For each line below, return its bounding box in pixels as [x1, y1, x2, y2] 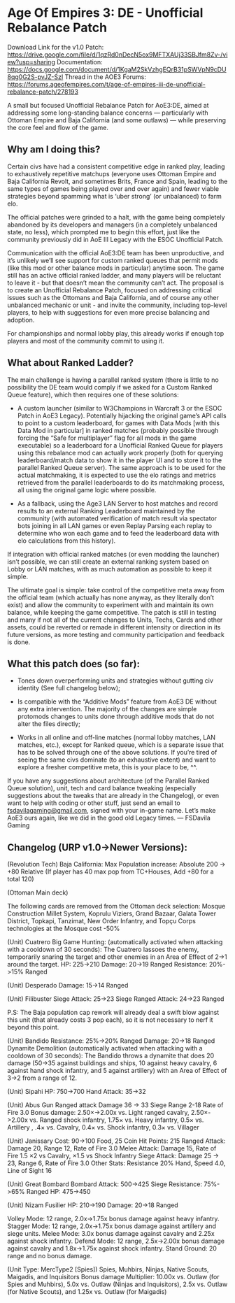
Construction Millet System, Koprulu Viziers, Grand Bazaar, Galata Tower [7, 909, 217, 918]
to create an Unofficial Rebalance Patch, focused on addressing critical [7, 285, 212, 294]
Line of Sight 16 [7, 1167, 52, 1175]
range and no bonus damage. [7, 1252, 92, 1260]
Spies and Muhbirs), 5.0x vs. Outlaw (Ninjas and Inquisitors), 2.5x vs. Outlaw [7, 1280, 228, 1288]
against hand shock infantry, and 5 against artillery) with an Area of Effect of [7, 1067, 227, 1075]
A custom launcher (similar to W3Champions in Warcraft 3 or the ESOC [17, 404, 222, 412]
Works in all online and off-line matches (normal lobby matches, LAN [17, 733, 215, 742]
